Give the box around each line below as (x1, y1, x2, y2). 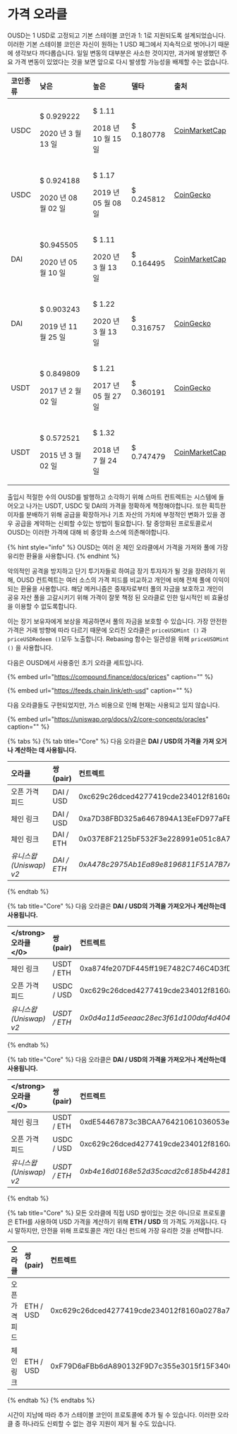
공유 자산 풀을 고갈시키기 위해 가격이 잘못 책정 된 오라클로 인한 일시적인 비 (7, 593, 210, 602)
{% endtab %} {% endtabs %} (7, 1396, 95, 1404)
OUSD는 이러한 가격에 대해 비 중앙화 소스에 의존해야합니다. (7, 528, 171, 536)
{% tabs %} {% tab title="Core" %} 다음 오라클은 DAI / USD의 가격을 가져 (7, 736, 214, 745)
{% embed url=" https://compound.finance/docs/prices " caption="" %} (7, 672, 214, 681)
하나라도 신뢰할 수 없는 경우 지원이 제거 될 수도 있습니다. (22, 1419, 176, 1428)
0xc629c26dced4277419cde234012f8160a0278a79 (50, 1306, 235, 1315)
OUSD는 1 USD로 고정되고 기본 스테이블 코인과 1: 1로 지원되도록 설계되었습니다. (7, 31, 226, 40)
